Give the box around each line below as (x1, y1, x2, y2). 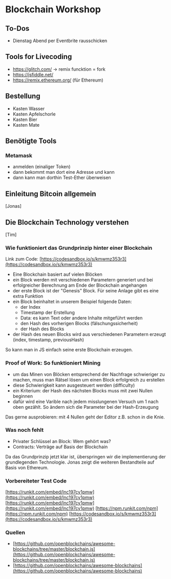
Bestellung (5, 92, 40, 101)
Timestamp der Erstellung (20, 309, 75, 316)
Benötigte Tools (5, 137, 57, 146)
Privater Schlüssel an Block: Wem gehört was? (12, 438, 111, 444)
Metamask (5, 152, 32, 159)
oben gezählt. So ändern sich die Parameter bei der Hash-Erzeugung (12, 404, 159, 410)
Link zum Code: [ (5, 256, 41, 262)
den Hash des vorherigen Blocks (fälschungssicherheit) (20, 321, 138, 327)
